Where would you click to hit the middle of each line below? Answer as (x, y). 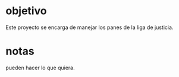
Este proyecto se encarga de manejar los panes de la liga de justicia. (89, 27)
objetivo (26, 11)
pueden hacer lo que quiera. (40, 68)
